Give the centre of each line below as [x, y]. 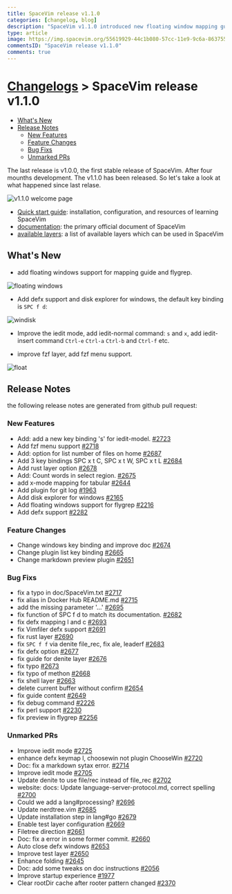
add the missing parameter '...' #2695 [70, 607]
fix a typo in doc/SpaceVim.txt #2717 [69, 593]
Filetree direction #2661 [51, 831]
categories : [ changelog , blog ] [52, 20]
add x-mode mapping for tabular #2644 [74, 483]
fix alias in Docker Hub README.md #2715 [77, 600]
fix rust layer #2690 [45, 637]
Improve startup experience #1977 [66, 875]
